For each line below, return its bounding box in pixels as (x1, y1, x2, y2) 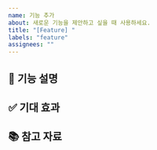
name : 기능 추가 (8, 11, 55, 20)
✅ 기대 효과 (8, 101, 60, 114)
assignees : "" (8, 41, 55, 49)
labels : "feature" (8, 33, 68, 42)
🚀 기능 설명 (8, 71, 59, 85)
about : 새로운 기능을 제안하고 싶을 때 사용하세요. (8, 19, 151, 27)
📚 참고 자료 (8, 130, 63, 144)
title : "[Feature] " (8, 26, 76, 34)
